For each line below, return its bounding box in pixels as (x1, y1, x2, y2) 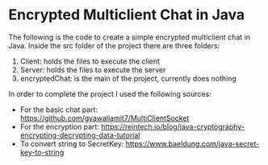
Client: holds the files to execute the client (19, 56, 160, 66)
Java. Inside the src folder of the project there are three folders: (8, 40, 220, 50)
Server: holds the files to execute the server (19, 64, 166, 74)
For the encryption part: (19, 122, 99, 131)
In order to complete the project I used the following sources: (8, 89, 211, 98)
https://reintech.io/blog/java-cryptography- (100, 122, 245, 131)
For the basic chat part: (19, 105, 98, 114)
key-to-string (19, 147, 65, 157)
